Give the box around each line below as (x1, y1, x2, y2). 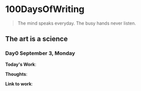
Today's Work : (5, 61, 37, 67)
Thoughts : (5, 71, 28, 77)
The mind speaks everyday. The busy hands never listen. (17, 20, 136, 26)
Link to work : (5, 80, 33, 86)
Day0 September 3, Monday (5, 50, 76, 57)
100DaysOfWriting (5, 4, 85, 15)
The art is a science (5, 35, 68, 43)
